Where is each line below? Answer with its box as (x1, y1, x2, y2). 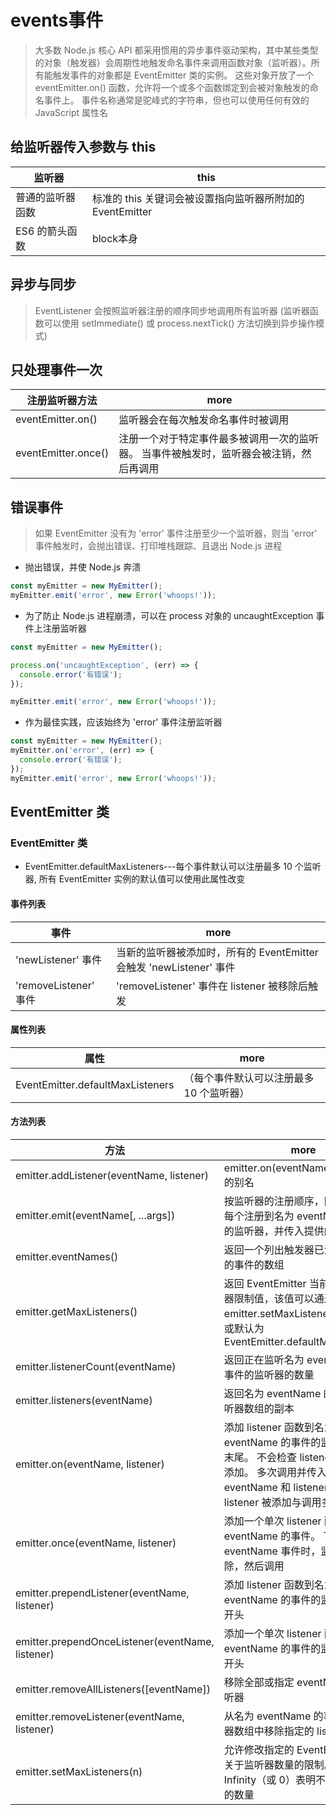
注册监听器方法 (26, 394, 98, 408)
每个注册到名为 (223, 1209, 295, 1223)
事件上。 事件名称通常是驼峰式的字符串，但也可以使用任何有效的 (43, 94, 310, 106)
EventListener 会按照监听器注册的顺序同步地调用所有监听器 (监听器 (34, 304, 310, 316)
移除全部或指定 (223, 1675, 295, 1689)
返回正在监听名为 (223, 1352, 305, 1366)
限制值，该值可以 (233, 1291, 315, 1305)
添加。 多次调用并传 (223, 1465, 318, 1479)
